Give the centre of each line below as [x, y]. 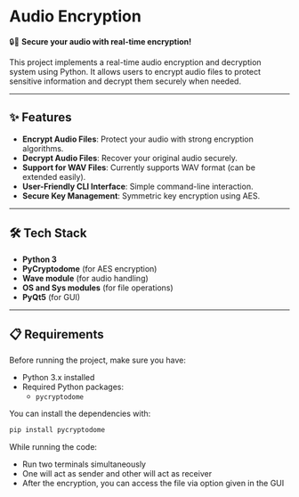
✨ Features [40, 118]
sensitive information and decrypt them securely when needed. [125, 81]
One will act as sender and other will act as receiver [117, 474]
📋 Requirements [57, 334]
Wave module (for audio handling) [85, 278]
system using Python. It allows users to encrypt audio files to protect [135, 71]
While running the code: [53, 447]
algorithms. [43, 148]
